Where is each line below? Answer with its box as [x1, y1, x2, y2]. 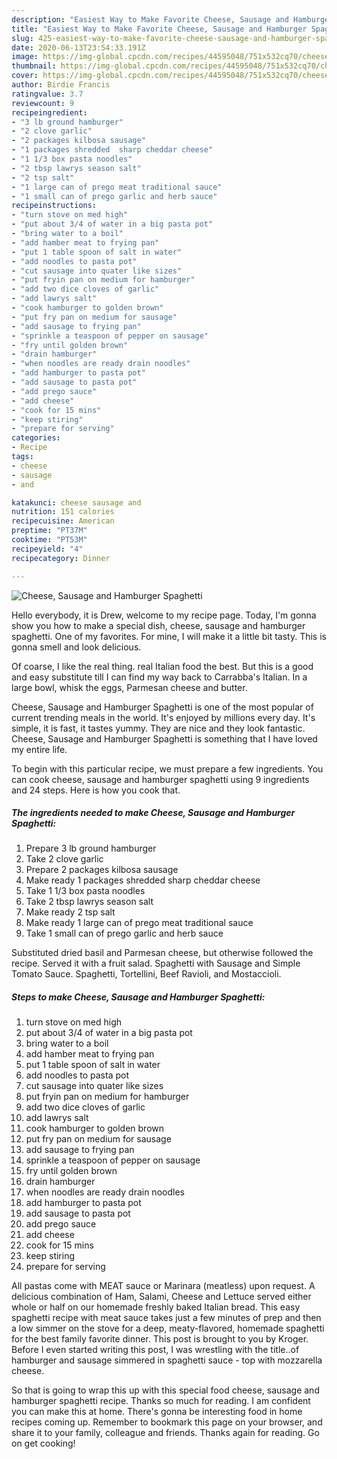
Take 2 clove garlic [25, 853, 104, 865]
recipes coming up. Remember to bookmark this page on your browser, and [11, 1416, 323, 1428]
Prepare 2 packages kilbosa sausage [25, 864, 179, 876]
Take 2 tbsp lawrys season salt [25, 896, 154, 908]
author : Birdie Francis [11, 80, 111, 90]
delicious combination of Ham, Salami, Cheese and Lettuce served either [11, 1291, 312, 1303]
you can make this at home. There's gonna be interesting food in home [11, 1406, 303, 1418]
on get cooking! [11, 1437, 76, 1450]
